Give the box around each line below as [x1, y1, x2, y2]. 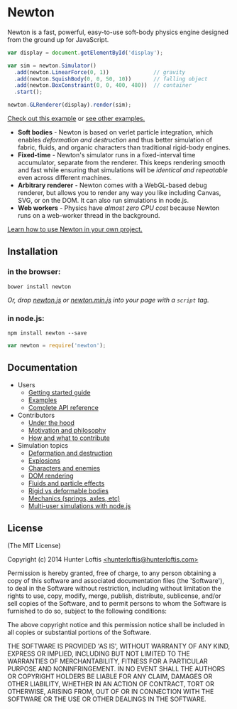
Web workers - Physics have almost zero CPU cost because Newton [17, 204, 220, 212]
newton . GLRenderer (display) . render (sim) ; [7, 101, 132, 109]
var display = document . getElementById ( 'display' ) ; [7, 49, 163, 56]
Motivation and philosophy [28, 426, 106, 434]
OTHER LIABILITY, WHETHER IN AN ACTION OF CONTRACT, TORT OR [7, 679, 214, 688]
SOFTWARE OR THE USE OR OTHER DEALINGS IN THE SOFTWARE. [7, 695, 206, 703]
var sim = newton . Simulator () [7, 62, 97, 69]
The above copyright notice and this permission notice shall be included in [7, 620, 225, 629]
